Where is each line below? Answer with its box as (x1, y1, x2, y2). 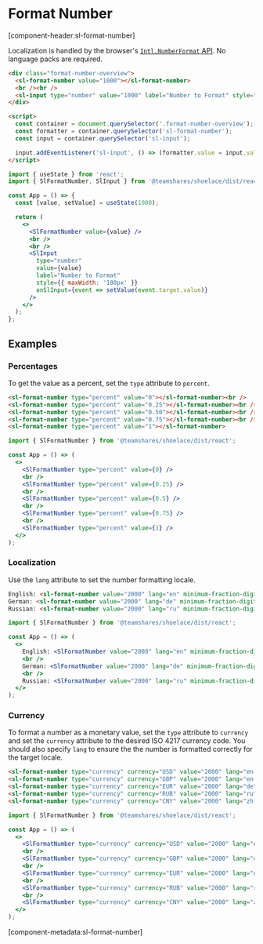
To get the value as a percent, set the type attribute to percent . (8, 378, 210, 388)
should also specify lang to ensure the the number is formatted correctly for (8, 745, 253, 754)
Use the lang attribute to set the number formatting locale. (8, 574, 196, 585)
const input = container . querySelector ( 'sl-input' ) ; (15, 134, 191, 142)
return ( (15, 213, 44, 221)
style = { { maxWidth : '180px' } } (36, 279, 139, 286)
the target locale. (8, 753, 63, 762)
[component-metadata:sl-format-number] (8, 928, 143, 937)
